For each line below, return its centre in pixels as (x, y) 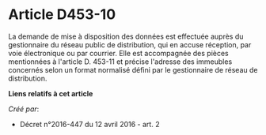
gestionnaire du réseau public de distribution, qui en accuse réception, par (130, 44)
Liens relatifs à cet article (51, 93)
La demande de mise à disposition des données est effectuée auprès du (126, 36)
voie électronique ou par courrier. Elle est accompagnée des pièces (118, 53)
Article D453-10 (62, 15)
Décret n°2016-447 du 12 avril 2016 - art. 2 (89, 124)
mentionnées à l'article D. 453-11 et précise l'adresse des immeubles (120, 62)
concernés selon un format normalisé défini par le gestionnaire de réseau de (133, 69)
